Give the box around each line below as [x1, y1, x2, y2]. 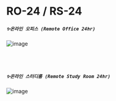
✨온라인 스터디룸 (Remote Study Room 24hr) [6, 73, 111, 80]
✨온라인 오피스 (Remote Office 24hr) [6, 26, 96, 32]
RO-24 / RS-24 [6, 4, 82, 18]
